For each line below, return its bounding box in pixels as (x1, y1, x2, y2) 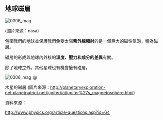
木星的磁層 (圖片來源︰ (5, 84, 51, 90)
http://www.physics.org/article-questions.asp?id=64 (5, 109, 110, 115)
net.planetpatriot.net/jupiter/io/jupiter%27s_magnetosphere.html (5, 90, 134, 95)
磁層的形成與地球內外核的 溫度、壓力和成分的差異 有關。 (5, 54, 115, 60)
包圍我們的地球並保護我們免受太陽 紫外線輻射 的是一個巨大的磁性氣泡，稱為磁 (5, 38, 158, 44)
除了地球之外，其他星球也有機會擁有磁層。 (5, 64, 90, 70)
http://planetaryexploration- (50, 84, 106, 90)
